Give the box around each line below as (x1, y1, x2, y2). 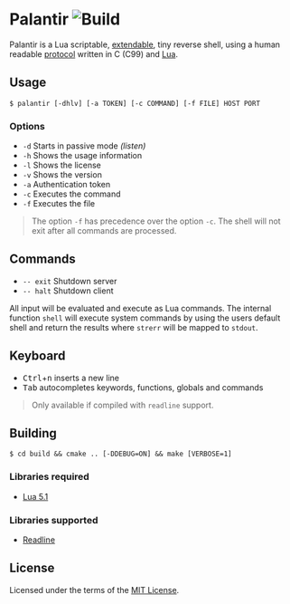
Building (9, 426, 57, 441)
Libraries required (9, 471, 90, 484)
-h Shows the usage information (22, 150, 143, 161)
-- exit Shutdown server (22, 275, 117, 286)
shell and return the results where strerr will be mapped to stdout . (9, 321, 259, 332)
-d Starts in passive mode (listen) (22, 140, 146, 151)
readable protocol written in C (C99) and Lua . (9, 48, 179, 59)
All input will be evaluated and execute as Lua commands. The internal (9, 302, 272, 313)
